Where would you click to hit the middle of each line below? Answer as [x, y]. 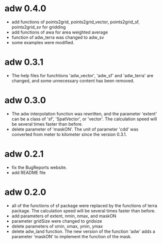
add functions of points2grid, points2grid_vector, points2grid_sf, [76, 22]
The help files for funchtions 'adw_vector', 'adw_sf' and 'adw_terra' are [82, 75]
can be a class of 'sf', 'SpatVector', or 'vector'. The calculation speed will [84, 119]
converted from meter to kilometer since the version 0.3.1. [69, 134]
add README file [29, 172]
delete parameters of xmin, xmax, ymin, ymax [57, 226]
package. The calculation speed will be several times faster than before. [83, 211]
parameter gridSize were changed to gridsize [57, 221]
